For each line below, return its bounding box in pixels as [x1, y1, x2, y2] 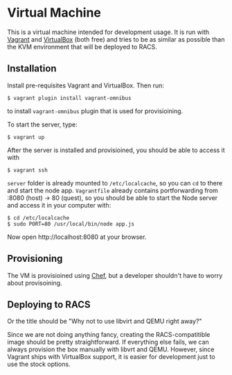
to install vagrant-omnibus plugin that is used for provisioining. [7, 106, 184, 115]
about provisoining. [7, 278, 62, 287]
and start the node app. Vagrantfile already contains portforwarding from [7, 186, 218, 194]
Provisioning [7, 253, 63, 265]
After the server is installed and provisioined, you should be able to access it [7, 146, 225, 154]
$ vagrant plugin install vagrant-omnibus [7, 94, 132, 101]
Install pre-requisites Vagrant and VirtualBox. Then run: [7, 81, 165, 90]
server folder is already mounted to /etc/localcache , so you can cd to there [7, 178, 223, 187]
